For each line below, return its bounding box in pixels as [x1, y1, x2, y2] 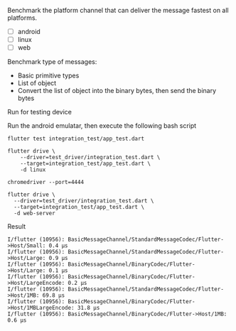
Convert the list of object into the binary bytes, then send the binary [17, 87, 217, 95]
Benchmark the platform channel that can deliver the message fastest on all [7, 6, 229, 14]
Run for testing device [7, 108, 73, 116]
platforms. [7, 13, 38, 22]
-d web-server [14, 210, 55, 217]
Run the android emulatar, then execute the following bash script [7, 121, 197, 130]
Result [7, 222, 26, 231]
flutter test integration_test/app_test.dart [7, 135, 144, 143]
